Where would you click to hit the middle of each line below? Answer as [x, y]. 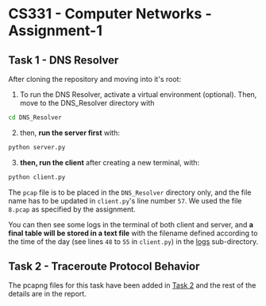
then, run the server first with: [70, 133]
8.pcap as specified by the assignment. [72, 209]
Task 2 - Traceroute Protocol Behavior [104, 267]
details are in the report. [48, 294]
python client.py [37, 177]
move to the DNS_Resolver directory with [87, 103]
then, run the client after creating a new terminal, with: [110, 162]
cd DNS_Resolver [35, 118]
